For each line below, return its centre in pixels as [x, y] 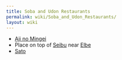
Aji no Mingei [30, 39]
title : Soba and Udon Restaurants [48, 11]
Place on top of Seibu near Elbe [53, 45]
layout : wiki [22, 22]
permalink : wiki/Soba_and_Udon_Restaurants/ [61, 17]
